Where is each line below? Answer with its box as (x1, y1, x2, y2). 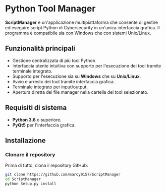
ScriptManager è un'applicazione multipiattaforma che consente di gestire (5, 19, 158, 25)
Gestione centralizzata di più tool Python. (12, 58, 97, 64)
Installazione (5, 136, 46, 144)
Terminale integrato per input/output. (12, 84, 88, 90)
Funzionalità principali (5, 44, 75, 53)
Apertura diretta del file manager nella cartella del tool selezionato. (12, 89, 149, 95)
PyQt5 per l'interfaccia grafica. (12, 122, 76, 128)
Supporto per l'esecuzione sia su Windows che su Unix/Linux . (12, 73, 141, 79)
